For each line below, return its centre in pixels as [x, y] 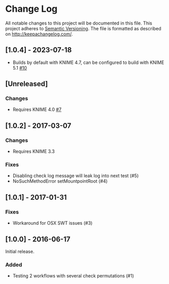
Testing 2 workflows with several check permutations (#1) [73, 276]
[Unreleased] [27, 84]
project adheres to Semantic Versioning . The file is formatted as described [83, 28]
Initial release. [20, 251]
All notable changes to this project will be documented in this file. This [79, 23]
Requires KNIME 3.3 [34, 151]
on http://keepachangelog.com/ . [39, 34]
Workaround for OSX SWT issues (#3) [52, 223]
